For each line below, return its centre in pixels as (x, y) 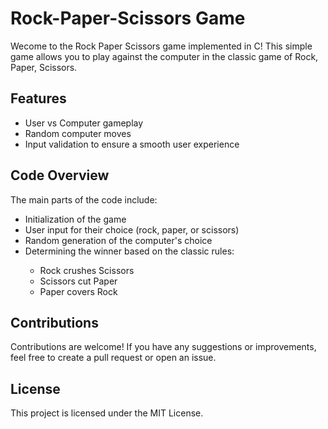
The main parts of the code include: (84, 199)
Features (38, 98)
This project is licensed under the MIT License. (107, 413)
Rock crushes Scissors (87, 270)
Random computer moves (78, 133)
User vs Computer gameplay (84, 123)
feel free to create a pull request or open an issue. (113, 358)
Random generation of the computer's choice (118, 240)
